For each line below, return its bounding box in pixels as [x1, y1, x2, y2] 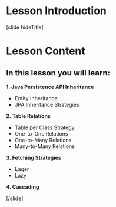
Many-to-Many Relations [14, 143, 75, 150]
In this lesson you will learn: [6, 68, 111, 78]
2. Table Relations [6, 112, 51, 119]
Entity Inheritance [14, 94, 58, 101]
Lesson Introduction [6, 4, 107, 18]
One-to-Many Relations [14, 136, 72, 143]
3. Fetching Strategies [6, 154, 62, 161]
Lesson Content [6, 44, 85, 58]
